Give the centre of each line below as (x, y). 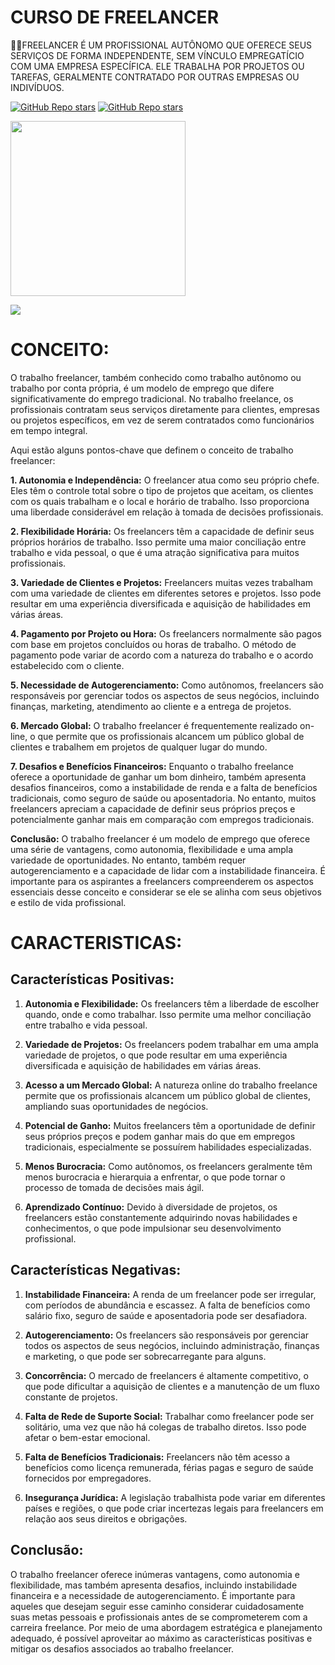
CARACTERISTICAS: (96, 943)
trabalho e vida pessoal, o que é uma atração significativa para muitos (155, 552)
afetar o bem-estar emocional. (87, 1437)
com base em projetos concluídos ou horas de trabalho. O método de (153, 644)
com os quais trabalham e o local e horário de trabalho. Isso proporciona (160, 501)
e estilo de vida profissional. (68, 902)
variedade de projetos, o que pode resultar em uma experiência (156, 1055)
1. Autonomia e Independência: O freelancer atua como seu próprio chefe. (165, 480)
